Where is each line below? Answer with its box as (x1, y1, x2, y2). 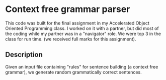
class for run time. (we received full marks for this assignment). (5, 36, 136, 42)
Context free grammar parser (5, 3, 130, 15)
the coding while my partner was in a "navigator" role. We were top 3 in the (5, 30, 161, 36)
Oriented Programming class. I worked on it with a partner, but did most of (5, 25, 159, 31)
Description (5, 50, 43, 59)
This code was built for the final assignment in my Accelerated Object (5, 20, 150, 26)
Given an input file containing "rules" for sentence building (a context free (5, 63, 158, 69)
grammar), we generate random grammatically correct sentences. (5, 69, 142, 75)
